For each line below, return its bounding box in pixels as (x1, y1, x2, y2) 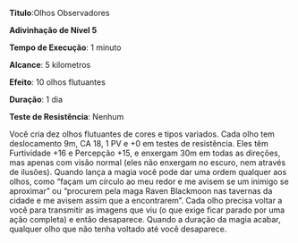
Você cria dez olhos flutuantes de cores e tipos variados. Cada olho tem (9, 129, 276, 139)
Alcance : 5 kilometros (9, 60, 91, 70)
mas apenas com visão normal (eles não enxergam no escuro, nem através (9, 157, 286, 168)
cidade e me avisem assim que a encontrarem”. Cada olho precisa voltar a (9, 196, 283, 205)
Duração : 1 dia (9, 94, 63, 105)
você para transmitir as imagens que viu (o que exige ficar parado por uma (9, 205, 285, 215)
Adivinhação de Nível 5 (9, 25, 98, 35)
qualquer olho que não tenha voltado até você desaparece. (9, 223, 227, 234)
